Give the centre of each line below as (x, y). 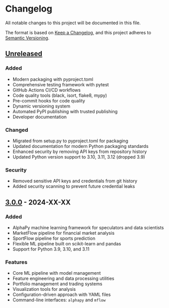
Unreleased (24, 54)
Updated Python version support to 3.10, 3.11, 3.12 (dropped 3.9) (79, 157)
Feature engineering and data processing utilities (63, 279)
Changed (17, 130)
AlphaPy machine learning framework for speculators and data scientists (88, 227)
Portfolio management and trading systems (57, 284)
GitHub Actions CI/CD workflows (46, 90)
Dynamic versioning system (41, 106)
